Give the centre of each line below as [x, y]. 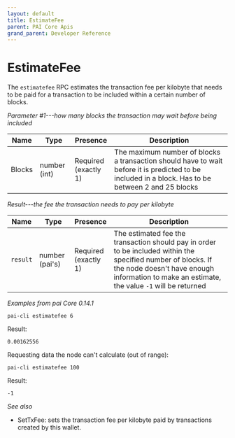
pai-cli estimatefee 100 [43, 368]
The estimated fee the [150, 234]
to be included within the [154, 251]
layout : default [31, 14]
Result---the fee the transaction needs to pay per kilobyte [91, 204]
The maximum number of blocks [168, 153]
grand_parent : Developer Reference [59, 33]
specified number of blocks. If [163, 260]
